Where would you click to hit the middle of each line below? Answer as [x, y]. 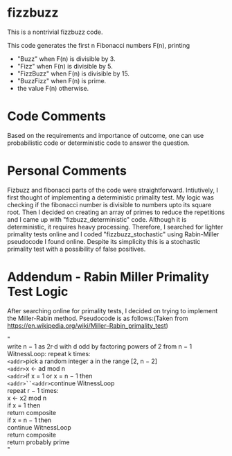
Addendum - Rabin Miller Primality [108, 277]
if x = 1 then [24, 405]
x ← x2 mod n [27, 398]
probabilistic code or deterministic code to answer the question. [98, 143]
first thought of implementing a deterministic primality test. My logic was [111, 197]
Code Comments [56, 116]
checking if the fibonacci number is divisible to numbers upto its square [109, 204]
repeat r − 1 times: [33, 390]
